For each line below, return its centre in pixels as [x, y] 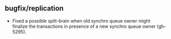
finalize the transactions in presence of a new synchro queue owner [84, 26]
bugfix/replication [34, 8]
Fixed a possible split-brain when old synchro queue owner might [81, 21]
